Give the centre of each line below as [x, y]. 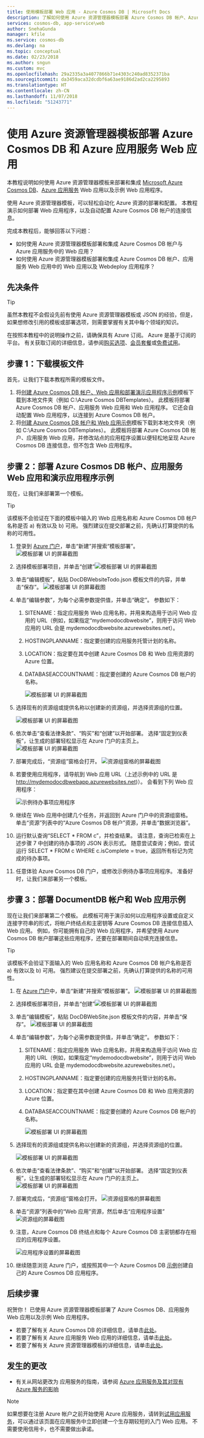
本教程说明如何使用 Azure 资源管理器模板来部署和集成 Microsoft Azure [95, 182]
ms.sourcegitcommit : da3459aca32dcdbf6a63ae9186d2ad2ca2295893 [88, 79]
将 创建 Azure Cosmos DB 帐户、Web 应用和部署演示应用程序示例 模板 [102, 392]
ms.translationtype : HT [37, 85]
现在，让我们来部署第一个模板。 [47, 493]
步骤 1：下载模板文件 [45, 363]
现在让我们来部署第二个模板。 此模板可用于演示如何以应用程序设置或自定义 [100, 915]
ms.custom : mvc [26, 68]
